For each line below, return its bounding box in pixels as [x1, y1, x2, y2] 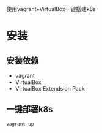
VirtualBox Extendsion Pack [15, 85, 85, 92]
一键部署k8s [6, 104, 53, 115]
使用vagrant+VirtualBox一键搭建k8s [6, 6, 96, 12]
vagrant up [6, 121, 34, 127]
